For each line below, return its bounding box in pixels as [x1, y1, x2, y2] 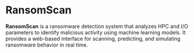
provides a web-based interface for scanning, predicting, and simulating [5, 35, 180, 42]
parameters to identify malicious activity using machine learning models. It [5, 29, 186, 36]
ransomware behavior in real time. [5, 41, 88, 48]
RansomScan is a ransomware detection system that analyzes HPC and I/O [5, 23, 189, 30]
